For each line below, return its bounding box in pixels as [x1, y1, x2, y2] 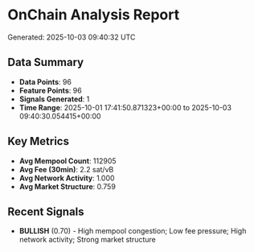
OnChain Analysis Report [7, 6, 180, 24]
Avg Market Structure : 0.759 [18, 181, 116, 191]
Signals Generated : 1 [18, 94, 90, 104]
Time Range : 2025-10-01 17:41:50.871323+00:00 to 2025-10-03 [18, 102, 232, 112]
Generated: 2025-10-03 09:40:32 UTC [7, 32, 136, 42]
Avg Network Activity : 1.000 [18, 173, 115, 183]
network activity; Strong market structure [18, 235, 156, 245]
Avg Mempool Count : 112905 [18, 155, 117, 166]
